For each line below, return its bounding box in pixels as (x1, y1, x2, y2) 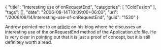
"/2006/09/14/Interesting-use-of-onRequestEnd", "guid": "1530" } (5, 15, 139, 20)
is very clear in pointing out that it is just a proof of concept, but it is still (5, 34, 151, 40)
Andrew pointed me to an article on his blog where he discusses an (5, 24, 142, 30)
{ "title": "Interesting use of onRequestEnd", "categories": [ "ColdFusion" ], (5, 4, 156, 10)
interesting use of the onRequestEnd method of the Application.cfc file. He (5, 29, 156, 34)
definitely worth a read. (5, 39, 53, 45)
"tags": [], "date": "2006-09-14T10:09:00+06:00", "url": (5, 9, 118, 15)
